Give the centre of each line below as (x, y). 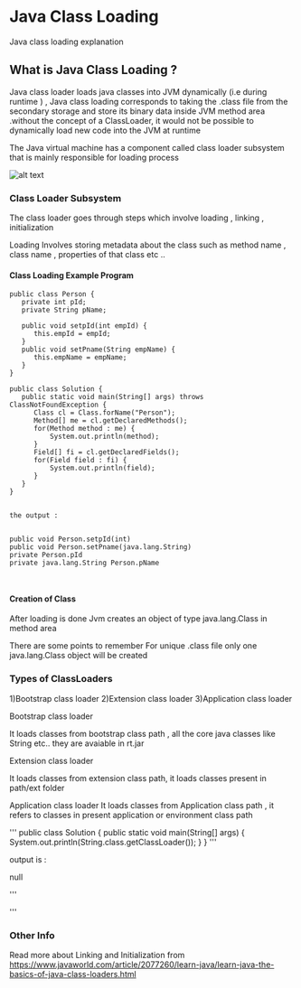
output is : (28, 859)
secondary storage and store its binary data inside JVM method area (137, 111)
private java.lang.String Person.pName (85, 563)
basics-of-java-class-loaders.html (73, 974)
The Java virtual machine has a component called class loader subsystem (147, 147)
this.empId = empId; (72, 334)
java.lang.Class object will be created (79, 656)
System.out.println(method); (104, 437)
